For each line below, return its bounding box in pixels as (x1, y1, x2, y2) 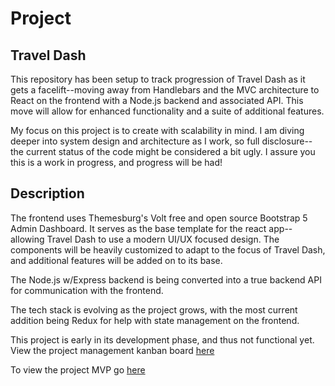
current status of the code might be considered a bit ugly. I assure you (25, 146, 316, 157)
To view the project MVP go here (10, 363, 146, 376)
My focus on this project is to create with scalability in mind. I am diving (10, 125, 305, 136)
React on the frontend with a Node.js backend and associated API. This (10, 95, 304, 106)
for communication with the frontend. (10, 284, 164, 296)
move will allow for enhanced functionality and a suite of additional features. (10, 105, 325, 117)
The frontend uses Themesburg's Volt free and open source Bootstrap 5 (10, 212, 308, 224)
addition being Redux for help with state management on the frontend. (10, 314, 300, 326)
